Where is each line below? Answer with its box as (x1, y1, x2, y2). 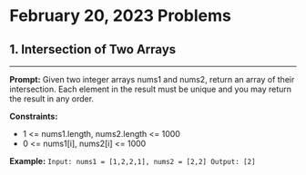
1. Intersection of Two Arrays (9, 42, 177, 57)
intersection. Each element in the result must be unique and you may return (9, 83, 292, 94)
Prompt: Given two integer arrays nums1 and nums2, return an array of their (9, 74, 295, 84)
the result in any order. (9, 93, 94, 104)
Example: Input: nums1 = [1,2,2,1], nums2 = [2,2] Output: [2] (9, 156, 257, 166)
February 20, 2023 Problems (9, 5, 232, 26)
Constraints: (9, 111, 58, 122)
